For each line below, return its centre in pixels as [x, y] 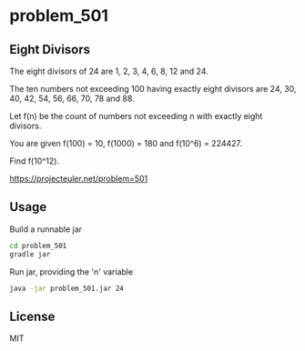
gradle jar [30, 254]
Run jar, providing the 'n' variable [71, 271]
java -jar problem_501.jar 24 [67, 288]
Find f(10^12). [35, 161]
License [32, 316]
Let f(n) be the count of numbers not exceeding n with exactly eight [136, 116]
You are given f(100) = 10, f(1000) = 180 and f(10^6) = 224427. [126, 143]
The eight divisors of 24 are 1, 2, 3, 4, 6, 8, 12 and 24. [109, 71]
